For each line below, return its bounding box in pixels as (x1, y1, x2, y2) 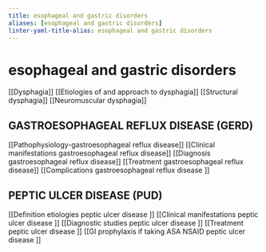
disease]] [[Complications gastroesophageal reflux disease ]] (8, 165, 210, 175)
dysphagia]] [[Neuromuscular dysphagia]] (8, 96, 147, 105)
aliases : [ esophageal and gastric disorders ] (8, 19, 162, 27)
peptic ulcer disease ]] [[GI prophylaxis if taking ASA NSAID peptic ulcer (8, 226, 246, 236)
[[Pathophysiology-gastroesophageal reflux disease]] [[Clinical (8, 140, 216, 150)
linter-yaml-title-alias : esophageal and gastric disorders (8, 26, 213, 34)
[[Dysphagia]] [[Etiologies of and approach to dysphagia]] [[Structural (8, 87, 238, 96)
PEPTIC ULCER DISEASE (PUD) (8, 188, 163, 202)
